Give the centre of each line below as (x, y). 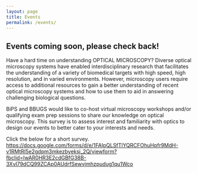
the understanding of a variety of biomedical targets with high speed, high (96, 73)
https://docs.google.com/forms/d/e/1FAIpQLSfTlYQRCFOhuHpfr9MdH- (92, 145)
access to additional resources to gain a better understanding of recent (92, 85)
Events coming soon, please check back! (83, 46)
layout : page (22, 11)
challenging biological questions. (46, 98)
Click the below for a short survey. (48, 139)
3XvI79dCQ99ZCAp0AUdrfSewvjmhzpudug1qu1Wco (70, 164)
